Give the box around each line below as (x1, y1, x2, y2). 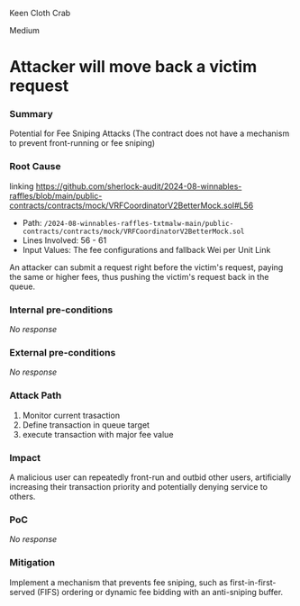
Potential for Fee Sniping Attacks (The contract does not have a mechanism (9, 128, 290, 139)
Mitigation (9, 556, 56, 569)
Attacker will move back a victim (9, 57, 258, 77)
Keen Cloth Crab (9, 8, 71, 18)
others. (9, 491, 36, 502)
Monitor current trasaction (22, 410, 120, 421)
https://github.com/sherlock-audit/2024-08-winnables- (35, 180, 242, 192)
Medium (9, 25, 41, 35)
